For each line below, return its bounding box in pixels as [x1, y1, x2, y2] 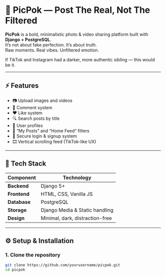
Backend [7, 183, 29, 189]
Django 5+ [41, 183, 65, 189]
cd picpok [5, 267, 26, 273]
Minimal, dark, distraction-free [41, 215, 112, 222]
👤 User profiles [12, 122, 43, 128]
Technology [62, 174, 91, 181]
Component [7, 174, 36, 181]
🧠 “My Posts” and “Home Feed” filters [12, 128, 90, 134]
